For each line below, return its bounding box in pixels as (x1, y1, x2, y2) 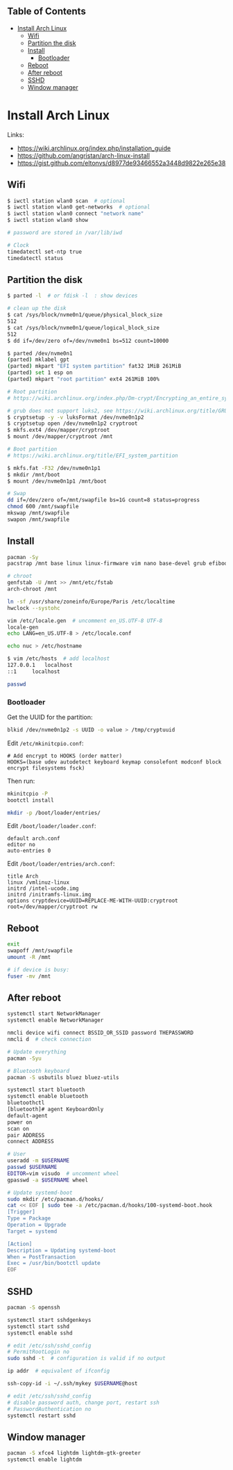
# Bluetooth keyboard (7, 1067, 70, 1074)
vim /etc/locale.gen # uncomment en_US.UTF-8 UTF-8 (7, 617, 163, 624)
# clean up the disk (7, 305, 67, 312)
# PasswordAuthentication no (7, 1405, 92, 1412)
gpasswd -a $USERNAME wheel (7, 1177, 89, 1184)
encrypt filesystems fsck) (7, 764, 85, 771)
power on (7, 1119, 33, 1126)
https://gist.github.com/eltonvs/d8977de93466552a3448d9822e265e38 (17, 159, 226, 167)
